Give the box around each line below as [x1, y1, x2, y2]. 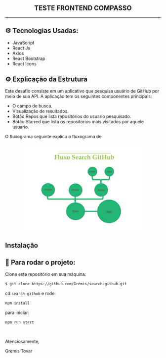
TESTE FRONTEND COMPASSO [34, 4, 132, 12]
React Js [12, 45, 31, 51]
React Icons [12, 60, 37, 66]
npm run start [5, 319, 35, 325]
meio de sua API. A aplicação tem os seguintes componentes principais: [5, 94, 152, 100]
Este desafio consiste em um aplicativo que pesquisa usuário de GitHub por [5, 88, 160, 94]
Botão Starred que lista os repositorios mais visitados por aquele [12, 119, 144, 125]
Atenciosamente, [5, 338, 40, 344]
